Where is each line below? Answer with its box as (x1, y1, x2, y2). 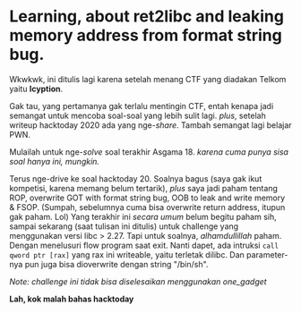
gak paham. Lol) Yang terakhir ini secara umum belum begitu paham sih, (9, 211, 277, 222)
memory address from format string (9, 25, 282, 46)
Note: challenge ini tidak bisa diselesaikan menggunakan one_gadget (9, 275, 267, 287)
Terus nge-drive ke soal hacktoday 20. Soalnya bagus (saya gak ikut (9, 173, 262, 184)
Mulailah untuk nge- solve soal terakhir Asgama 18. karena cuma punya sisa (9, 146, 289, 157)
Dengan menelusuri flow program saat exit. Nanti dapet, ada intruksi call (9, 240, 279, 250)
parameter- (245, 249, 288, 260)
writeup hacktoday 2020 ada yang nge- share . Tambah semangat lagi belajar (9, 119, 293, 131)
